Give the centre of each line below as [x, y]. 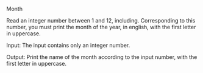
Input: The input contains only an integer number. [68, 45]
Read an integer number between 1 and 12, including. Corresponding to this [101, 20]
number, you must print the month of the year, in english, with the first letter [101, 27]
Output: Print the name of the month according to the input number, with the [102, 57]
